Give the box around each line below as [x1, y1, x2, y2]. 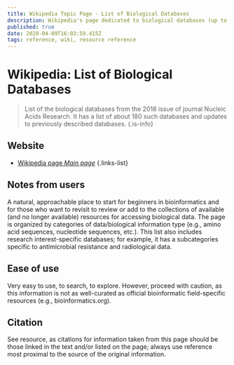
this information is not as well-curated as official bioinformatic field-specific [7, 288, 226, 297]
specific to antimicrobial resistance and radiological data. [7, 242, 172, 251]
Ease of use [7, 263, 60, 274]
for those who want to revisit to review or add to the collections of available [7, 205, 224, 213]
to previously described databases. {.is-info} [24, 120, 154, 128]
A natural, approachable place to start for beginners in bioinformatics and [7, 197, 219, 206]
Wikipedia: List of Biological [7, 67, 173, 83]
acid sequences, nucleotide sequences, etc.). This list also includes [7, 227, 202, 236]
